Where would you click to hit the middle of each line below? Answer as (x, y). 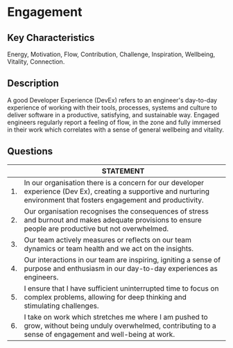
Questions (30, 151)
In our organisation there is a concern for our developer (114, 182)
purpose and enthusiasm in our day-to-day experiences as (121, 268)
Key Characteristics (51, 38)
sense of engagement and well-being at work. (100, 334)
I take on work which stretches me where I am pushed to (116, 317)
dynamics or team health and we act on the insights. (109, 248)
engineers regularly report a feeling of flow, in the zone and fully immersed (114, 122)
